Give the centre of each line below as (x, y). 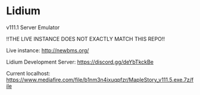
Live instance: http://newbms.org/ (48, 50)
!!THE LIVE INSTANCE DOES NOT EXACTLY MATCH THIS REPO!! (86, 39)
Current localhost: (28, 73)
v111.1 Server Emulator (33, 27)
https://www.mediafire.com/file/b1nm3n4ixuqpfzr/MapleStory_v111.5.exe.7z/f (100, 80)
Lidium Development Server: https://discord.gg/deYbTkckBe (80, 62)
